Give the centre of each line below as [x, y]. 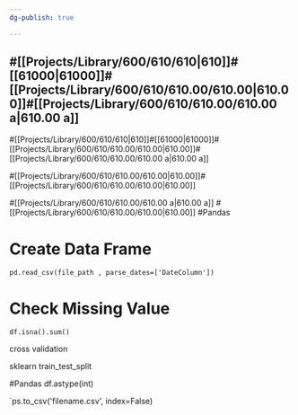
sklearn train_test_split [51, 366]
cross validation [39, 349]
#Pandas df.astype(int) [52, 384]
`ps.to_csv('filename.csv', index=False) [81, 402]
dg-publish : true [42, 18]
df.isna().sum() [39, 332]
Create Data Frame [81, 249]
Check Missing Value [90, 309]
